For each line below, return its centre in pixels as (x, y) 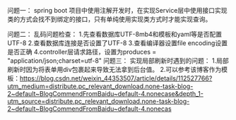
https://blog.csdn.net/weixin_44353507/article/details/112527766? (116, 78)
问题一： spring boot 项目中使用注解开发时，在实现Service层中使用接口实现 (117, 10)
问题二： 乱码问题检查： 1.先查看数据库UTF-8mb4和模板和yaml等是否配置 (115, 34)
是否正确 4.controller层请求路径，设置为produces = (82, 52)
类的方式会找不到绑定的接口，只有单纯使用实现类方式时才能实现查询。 (110, 19)
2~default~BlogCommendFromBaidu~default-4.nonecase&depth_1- (105, 94)
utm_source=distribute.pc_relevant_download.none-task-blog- (99, 101)
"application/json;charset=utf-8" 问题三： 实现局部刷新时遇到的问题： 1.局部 (118, 61)
